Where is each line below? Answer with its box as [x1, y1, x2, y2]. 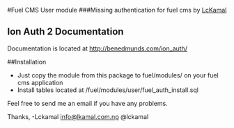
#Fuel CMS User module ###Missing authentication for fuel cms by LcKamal [7, 6, 227, 14]
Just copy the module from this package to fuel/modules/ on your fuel [17, 71, 219, 79]
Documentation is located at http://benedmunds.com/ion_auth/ [7, 44, 188, 53]
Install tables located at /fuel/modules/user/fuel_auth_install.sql [17, 86, 198, 94]
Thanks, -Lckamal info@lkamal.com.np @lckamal [7, 112, 149, 120]
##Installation [7, 57, 47, 66]
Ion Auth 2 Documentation [7, 26, 124, 37]
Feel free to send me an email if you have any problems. [7, 99, 169, 107]
